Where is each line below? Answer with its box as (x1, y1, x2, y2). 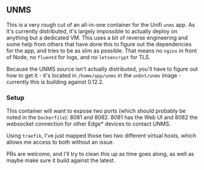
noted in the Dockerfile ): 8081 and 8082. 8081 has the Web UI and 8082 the (6, 114, 198, 121)
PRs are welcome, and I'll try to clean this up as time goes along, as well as (6, 151, 194, 158)
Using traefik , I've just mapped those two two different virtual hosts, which (6, 132, 197, 140)
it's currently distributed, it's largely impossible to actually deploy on (6, 27, 178, 35)
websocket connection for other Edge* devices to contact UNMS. (6, 120, 171, 127)
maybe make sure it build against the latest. (6, 157, 116, 164)
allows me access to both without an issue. (6, 138, 114, 146)
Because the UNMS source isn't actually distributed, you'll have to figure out (6, 65, 198, 73)
